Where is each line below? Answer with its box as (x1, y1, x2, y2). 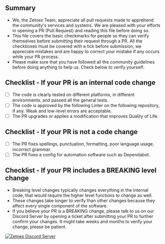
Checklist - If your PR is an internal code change (5, 78, 156, 87)
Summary (5, 4, 36, 12)
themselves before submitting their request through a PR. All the (12, 38, 143, 44)
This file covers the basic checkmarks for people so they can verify (12, 33, 149, 38)
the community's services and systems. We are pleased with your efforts (12, 22, 161, 28)
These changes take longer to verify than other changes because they (12, 197, 155, 204)
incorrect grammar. (12, 146, 52, 152)
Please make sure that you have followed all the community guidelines (12, 59, 155, 65)
